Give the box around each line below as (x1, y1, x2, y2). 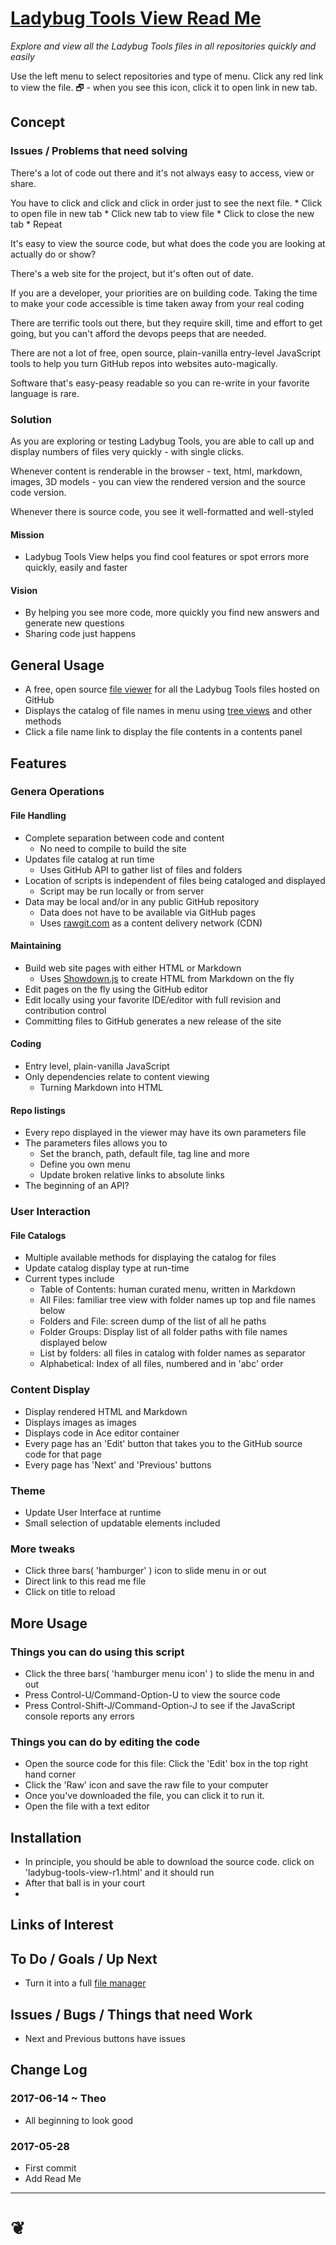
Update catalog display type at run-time (24, 1262, 190, 1274)
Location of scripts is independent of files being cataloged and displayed (24, 874, 326, 886)
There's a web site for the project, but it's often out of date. (10, 267, 254, 279)
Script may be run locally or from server (39, 885, 205, 897)
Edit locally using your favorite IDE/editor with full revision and (24, 993, 281, 1006)
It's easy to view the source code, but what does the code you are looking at (10, 237, 326, 249)
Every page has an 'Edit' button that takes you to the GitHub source (24, 1437, 303, 1449)
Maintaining (10, 940, 62, 952)
